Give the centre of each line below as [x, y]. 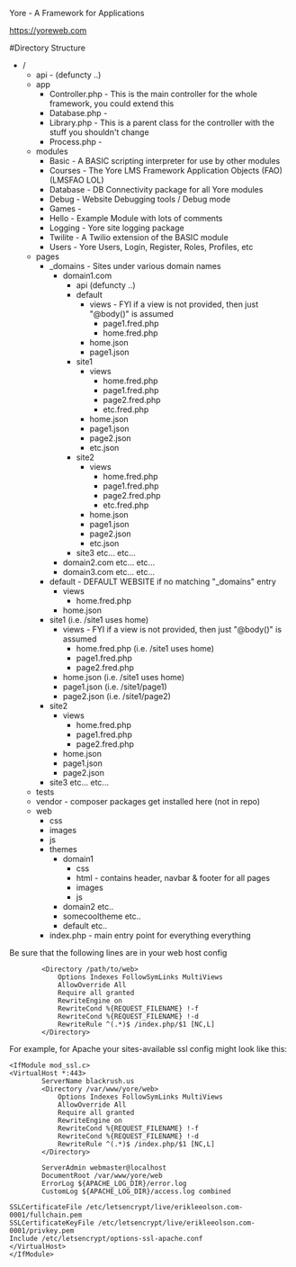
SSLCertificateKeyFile [52, 1223]
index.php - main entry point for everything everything [150, 935]
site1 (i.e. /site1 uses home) [99, 620]
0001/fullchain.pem [46, 1215]
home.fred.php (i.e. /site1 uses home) [145, 648]
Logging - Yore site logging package [117, 228]
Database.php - [78, 113]
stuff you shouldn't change [99, 132]
